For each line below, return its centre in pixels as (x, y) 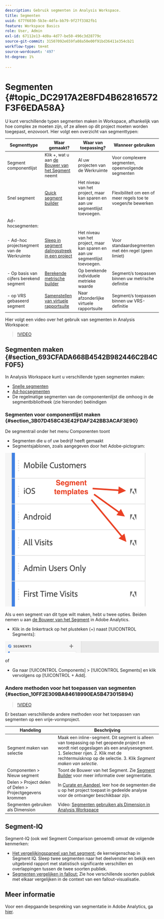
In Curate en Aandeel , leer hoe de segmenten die (107, 785)
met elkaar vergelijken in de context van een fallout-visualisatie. (76, 879)
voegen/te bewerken (133, 203)
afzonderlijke (91, 298)
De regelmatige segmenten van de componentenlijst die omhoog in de (83, 396)
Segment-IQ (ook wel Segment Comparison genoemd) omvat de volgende (80, 838)
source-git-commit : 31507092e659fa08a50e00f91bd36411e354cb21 (70, 42)
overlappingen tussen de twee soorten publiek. (60, 869)
